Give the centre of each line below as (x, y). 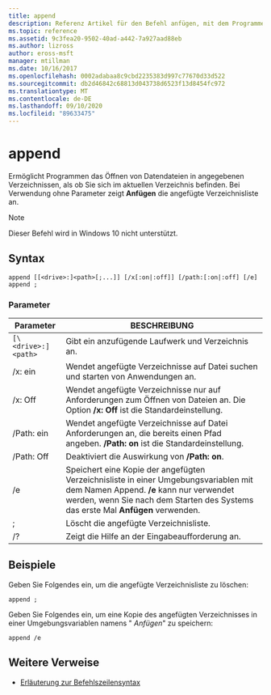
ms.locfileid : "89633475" (52, 114)
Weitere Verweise (54, 663)
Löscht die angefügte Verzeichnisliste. (138, 523)
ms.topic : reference (43, 31)
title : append (32, 16)
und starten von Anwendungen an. (131, 377)
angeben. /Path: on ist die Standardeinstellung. (155, 443)
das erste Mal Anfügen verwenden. (133, 511)
